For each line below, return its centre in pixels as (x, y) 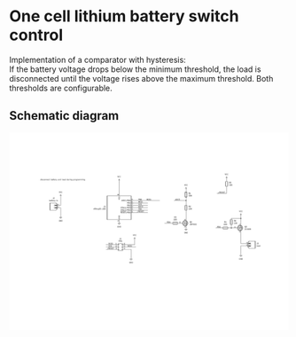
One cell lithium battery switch (124, 16)
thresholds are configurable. (61, 88)
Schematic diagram (64, 116)
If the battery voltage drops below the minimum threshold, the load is (135, 69)
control (36, 35)
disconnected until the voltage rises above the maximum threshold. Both (141, 78)
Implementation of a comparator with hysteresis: (97, 59)
